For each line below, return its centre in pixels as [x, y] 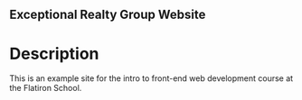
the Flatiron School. [46, 88]
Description [54, 54]
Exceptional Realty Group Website [108, 15]
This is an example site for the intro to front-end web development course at [151, 78]
